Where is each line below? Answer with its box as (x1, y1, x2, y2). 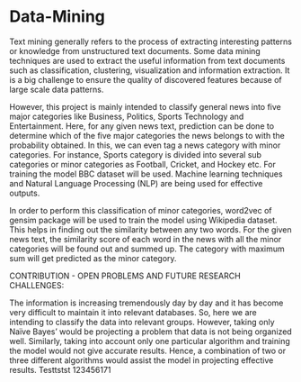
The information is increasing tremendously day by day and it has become (9, 297, 284, 308)
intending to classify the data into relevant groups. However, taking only (9, 316, 276, 327)
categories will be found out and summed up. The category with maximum (9, 243, 285, 254)
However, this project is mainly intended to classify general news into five (9, 101, 281, 112)
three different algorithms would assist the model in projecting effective (9, 354, 274, 366)
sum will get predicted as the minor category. (9, 252, 177, 263)
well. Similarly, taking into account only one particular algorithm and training (9, 335, 290, 346)
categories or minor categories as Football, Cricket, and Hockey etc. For (9, 159, 277, 169)
